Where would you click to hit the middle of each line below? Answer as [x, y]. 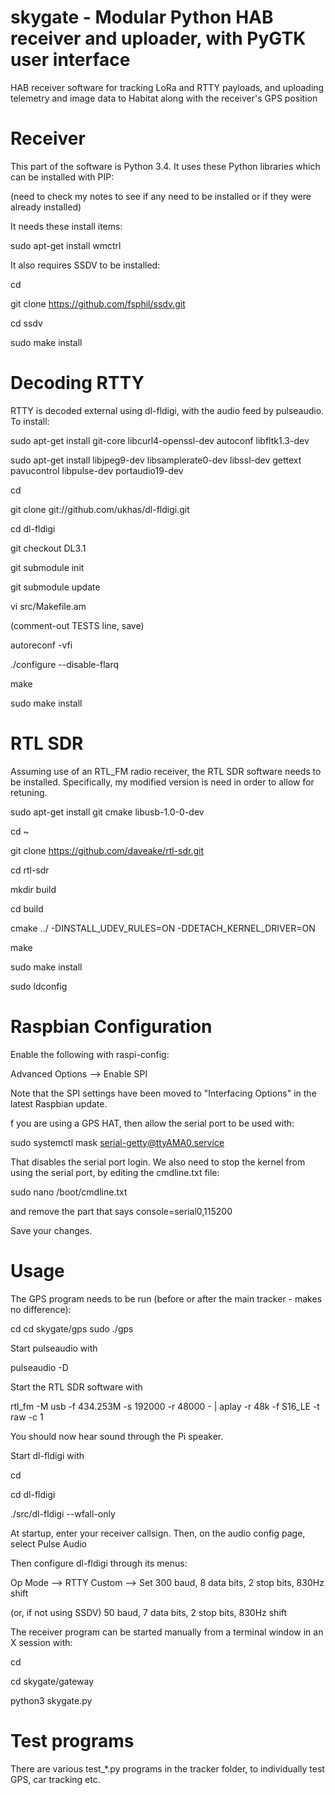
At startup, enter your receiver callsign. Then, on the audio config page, [158, 1533]
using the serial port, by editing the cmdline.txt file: [115, 1172]
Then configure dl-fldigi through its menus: [99, 1563]
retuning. [29, 792]
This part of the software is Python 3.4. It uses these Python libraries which [165, 166]
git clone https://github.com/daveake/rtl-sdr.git [107, 850]
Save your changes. [51, 1230]
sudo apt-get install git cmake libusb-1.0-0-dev [107, 812]
